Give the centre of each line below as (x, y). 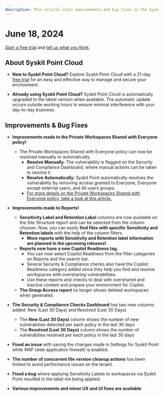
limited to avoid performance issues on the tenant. (63, 364)
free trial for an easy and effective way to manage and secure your (79, 80)
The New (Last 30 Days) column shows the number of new (79, 319)
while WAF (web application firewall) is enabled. (60, 350)
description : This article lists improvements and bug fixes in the (76, 10)
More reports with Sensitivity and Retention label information (90, 238)
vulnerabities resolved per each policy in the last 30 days (77, 335)
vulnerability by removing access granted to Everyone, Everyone (92, 183)
